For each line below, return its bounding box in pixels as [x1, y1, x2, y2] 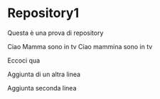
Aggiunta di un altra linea [7, 70, 80, 78]
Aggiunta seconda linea [7, 83, 77, 92]
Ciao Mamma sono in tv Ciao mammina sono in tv [7, 42, 153, 51]
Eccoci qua [7, 56, 41, 65]
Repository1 [7, 5, 80, 21]
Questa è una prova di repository [7, 28, 104, 37]
